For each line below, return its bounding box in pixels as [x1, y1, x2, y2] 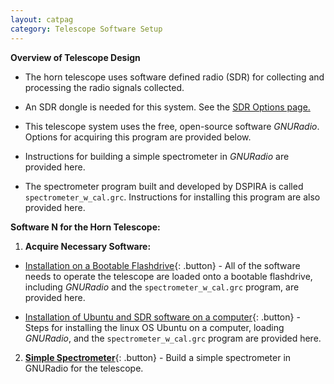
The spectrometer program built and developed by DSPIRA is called [24, 180, 304, 192]
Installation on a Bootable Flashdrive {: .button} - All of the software [24, 259, 301, 271]
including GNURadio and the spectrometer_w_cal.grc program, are [24, 281, 300, 293]
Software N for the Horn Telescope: [10, 221, 161, 233]
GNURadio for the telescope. [24, 362, 144, 374]
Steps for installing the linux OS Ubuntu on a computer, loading [24, 321, 285, 333]
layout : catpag [10, 14, 74, 25]
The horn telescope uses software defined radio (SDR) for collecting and [24, 71, 325, 83]
